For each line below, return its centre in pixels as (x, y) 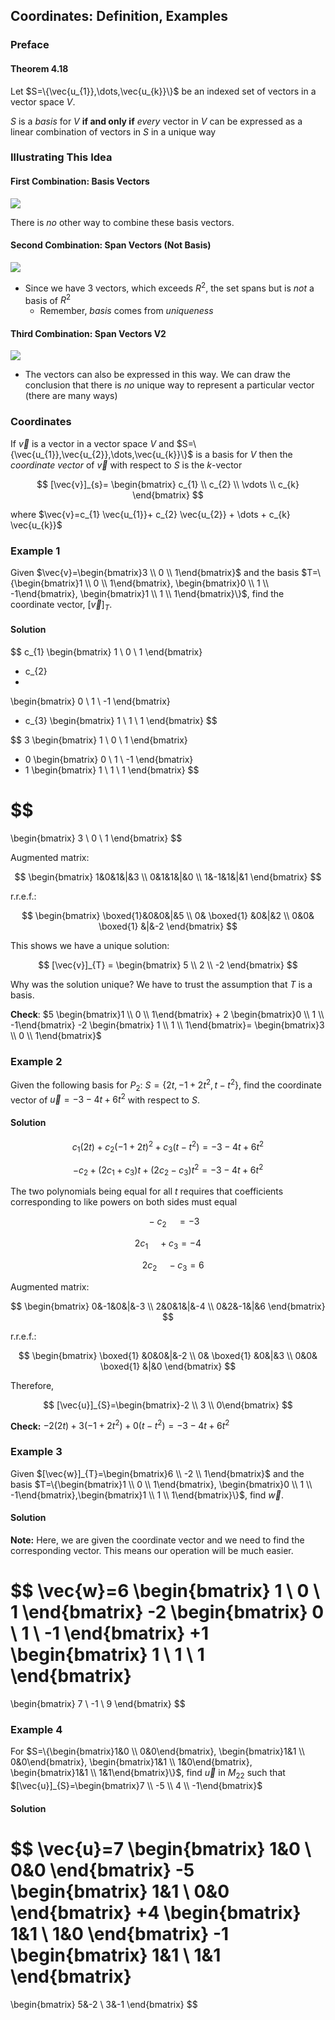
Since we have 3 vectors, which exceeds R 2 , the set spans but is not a (169, 287)
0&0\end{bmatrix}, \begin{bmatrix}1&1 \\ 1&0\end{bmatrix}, (131, 1762)
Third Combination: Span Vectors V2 (88, 333)
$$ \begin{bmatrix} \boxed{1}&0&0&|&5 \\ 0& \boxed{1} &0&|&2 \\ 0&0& (168, 915)
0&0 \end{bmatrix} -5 (102, 1870)
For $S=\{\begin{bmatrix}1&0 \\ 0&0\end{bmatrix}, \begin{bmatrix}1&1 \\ (157, 1751)
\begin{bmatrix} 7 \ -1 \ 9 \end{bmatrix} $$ (98, 1703)
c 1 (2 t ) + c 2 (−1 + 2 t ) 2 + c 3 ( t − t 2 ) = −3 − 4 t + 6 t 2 (168, 1146)
